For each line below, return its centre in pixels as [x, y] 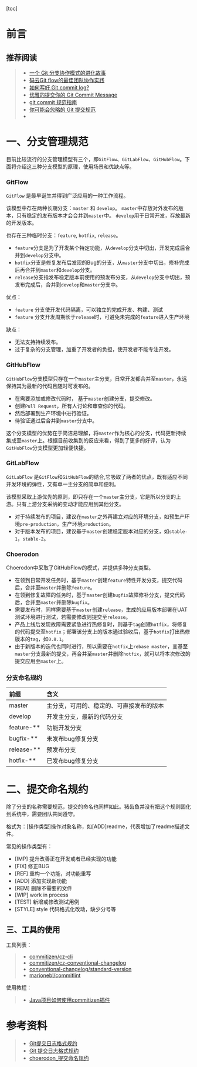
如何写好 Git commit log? [59, 87]
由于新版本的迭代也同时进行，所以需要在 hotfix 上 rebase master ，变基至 [101, 646]
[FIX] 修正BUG [32, 866]
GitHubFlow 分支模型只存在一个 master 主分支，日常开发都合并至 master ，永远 [97, 378]
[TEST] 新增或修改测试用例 [47, 902]
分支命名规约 [24, 678]
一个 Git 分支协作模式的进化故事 [67, 73]
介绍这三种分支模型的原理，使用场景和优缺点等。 [75, 166]
